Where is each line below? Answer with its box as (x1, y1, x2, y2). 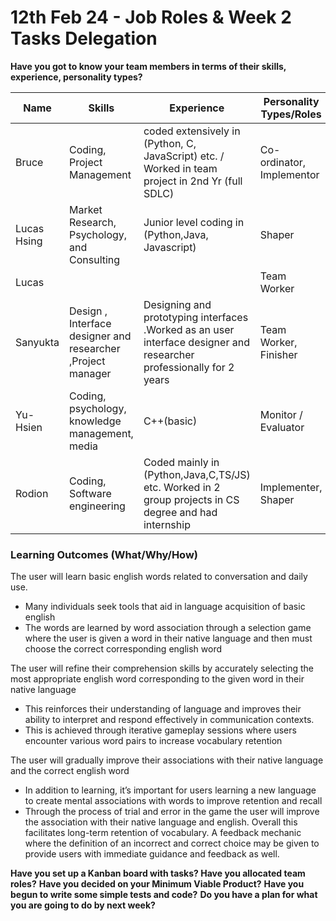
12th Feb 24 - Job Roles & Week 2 (10, 6, 292, 29)
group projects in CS (143, 492, 240, 506)
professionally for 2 (143, 360, 235, 374)
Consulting (69, 252, 121, 266)
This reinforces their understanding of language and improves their (24, 703, 302, 715)
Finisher (259, 347, 298, 361)
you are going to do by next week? (10, 899, 156, 911)
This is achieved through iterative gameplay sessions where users (24, 724, 297, 736)
